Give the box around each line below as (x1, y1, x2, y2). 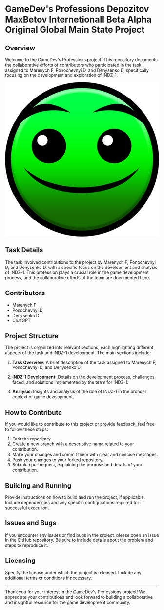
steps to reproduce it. (5, 542, 48, 548)
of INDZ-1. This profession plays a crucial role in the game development (5, 269, 149, 275)
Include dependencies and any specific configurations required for (5, 500, 140, 506)
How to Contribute (5, 408, 62, 416)
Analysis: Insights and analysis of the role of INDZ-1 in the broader (12, 389, 147, 395)
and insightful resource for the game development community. (5, 599, 131, 605)
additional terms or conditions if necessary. (5, 575, 92, 581)
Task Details (5, 246, 43, 254)
